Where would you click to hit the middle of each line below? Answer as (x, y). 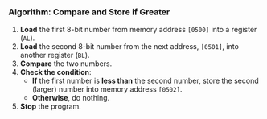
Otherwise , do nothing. (71, 98)
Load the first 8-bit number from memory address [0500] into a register (138, 30)
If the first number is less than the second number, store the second (145, 81)
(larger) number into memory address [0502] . (107, 89)
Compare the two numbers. (66, 64)
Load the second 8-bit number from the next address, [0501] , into (129, 47)
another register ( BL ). (55, 55)
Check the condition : (55, 72)
